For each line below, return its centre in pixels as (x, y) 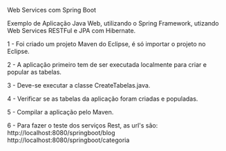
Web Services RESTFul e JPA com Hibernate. (72, 31)
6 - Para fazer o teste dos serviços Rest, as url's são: (83, 125)
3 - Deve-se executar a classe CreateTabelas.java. (79, 85)
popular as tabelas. (35, 72)
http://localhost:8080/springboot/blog (61, 133)
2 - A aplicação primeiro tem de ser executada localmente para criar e (107, 64)
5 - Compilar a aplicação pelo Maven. (60, 112)
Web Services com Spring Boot (52, 10)
